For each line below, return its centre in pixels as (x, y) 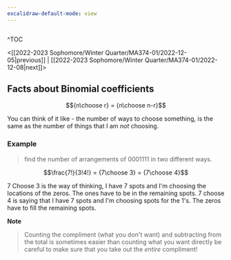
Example (22, 144)
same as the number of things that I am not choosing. (83, 126)
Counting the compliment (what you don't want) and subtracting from (123, 234)
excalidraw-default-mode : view (52, 13)
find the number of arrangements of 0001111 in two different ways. (118, 159)
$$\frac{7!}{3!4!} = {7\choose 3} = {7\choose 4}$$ (116, 172)
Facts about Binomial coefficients (81, 89)
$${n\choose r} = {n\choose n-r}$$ (116, 106)
